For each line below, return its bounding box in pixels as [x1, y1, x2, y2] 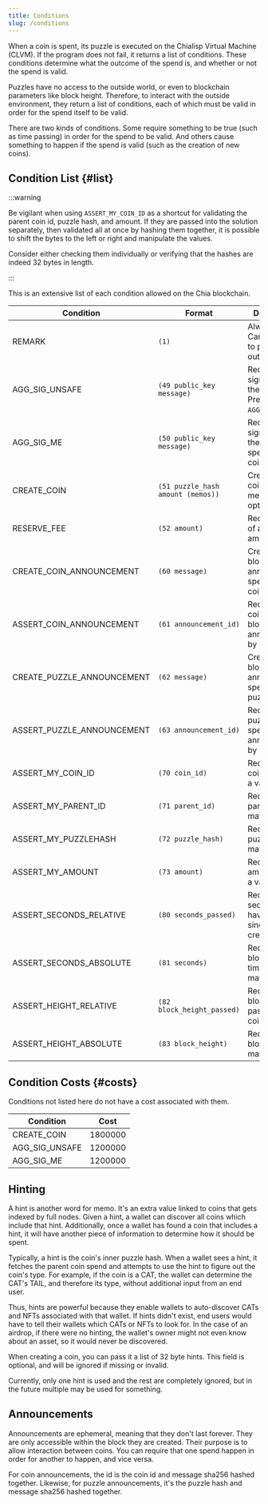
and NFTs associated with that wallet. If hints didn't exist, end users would [8, 1311, 253, 1320]
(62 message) [158, 673, 207, 682]
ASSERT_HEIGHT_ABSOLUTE [12, 1038, 122, 1049]
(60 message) [158, 567, 207, 576]
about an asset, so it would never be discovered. [8, 1336, 168, 1346]
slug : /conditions [8, 19, 69, 27]
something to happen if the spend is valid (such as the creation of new [8, 140, 240, 149]
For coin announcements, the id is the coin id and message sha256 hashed [8, 1470, 255, 1479]
